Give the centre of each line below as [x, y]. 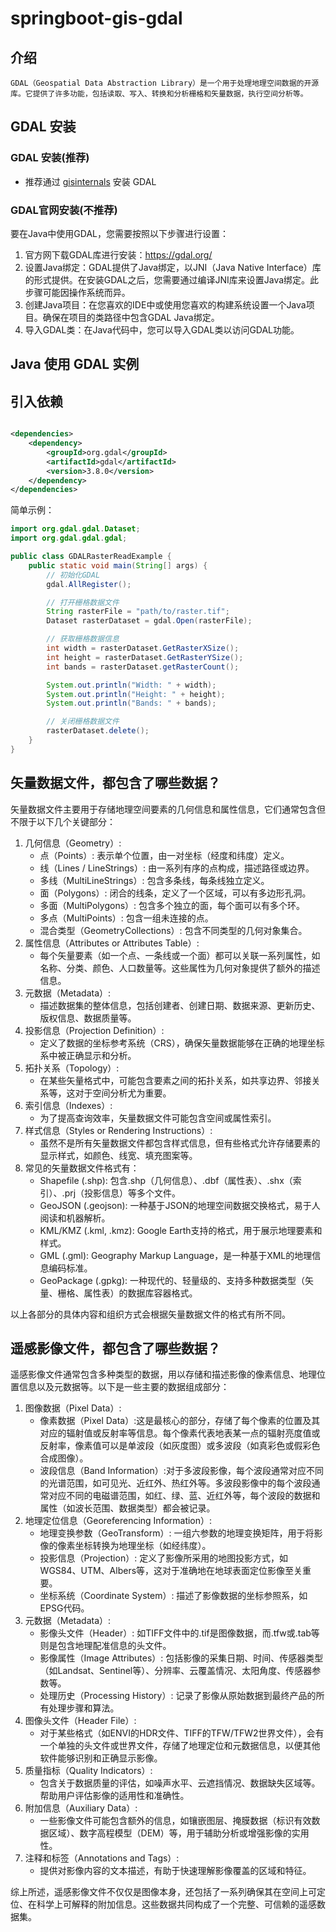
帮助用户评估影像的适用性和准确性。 [114, 1796]
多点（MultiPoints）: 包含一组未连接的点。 [126, 918]
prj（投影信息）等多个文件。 [123, 1193]
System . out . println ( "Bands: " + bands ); [131, 703]
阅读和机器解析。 [75, 1218]
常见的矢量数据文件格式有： [82, 1168]
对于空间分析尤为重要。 [123, 1093]
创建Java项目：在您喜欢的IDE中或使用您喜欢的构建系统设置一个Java [165, 304]
